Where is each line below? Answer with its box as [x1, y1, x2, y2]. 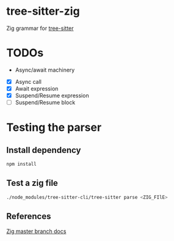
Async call [15, 78, 42, 85]
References [6, 211, 51, 221]
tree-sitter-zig [6, 4, 81, 18]
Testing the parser [6, 120, 102, 135]
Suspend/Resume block [15, 99, 76, 106]
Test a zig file [6, 178, 58, 188]
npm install [6, 161, 37, 168]
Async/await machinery [15, 66, 75, 73]
